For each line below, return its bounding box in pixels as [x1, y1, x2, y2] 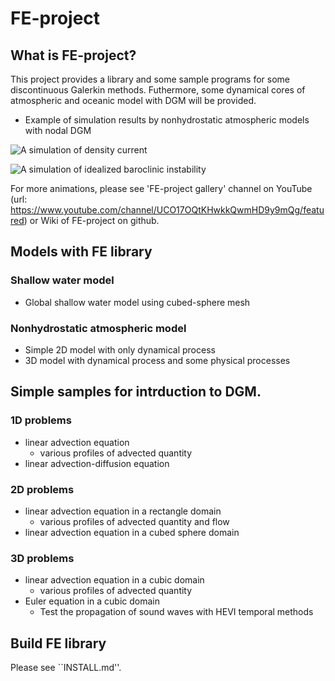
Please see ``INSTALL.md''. [10, 662, 122, 674]
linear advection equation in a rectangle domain [24, 505, 222, 517]
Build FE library [10, 635, 107, 652]
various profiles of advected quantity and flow [39, 515, 230, 527]
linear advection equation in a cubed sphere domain [24, 526, 240, 538]
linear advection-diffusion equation [24, 457, 170, 469]
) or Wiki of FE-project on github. [23, 215, 160, 226]
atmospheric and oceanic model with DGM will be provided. [10, 95, 257, 106]
